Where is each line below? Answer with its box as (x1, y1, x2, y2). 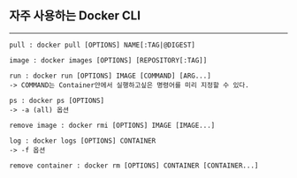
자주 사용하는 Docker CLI (9, 8, 141, 24)
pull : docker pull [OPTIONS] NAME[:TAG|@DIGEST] (9, 41, 196, 49)
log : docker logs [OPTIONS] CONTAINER (9, 136, 156, 145)
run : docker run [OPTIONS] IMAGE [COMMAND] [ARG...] (9, 71, 212, 80)
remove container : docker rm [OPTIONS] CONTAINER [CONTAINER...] (9, 161, 259, 170)
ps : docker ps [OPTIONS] (9, 96, 104, 105)
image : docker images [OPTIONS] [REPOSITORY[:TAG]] (9, 56, 208, 64)
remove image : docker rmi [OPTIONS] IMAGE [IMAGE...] (9, 121, 216, 130)
